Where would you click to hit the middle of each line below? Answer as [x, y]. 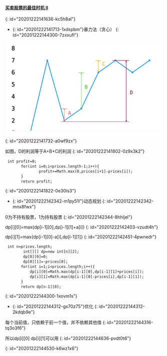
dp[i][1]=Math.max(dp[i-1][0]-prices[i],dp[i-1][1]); [87, 277]
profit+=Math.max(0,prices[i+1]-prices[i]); [86, 171]
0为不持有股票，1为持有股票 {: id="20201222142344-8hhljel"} [69, 217]
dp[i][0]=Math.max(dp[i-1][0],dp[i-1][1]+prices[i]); [87, 272]
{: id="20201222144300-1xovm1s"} [41, 296]
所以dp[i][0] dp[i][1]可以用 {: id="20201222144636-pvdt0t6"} [68, 338]
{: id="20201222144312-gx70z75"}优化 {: [55, 306]
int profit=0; [22, 161]
